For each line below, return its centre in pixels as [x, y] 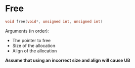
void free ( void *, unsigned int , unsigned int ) [54, 22]
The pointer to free [31, 40]
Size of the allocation [34, 45]
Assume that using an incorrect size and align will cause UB [67, 60]
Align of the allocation [35, 51]
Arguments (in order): [27, 31]
